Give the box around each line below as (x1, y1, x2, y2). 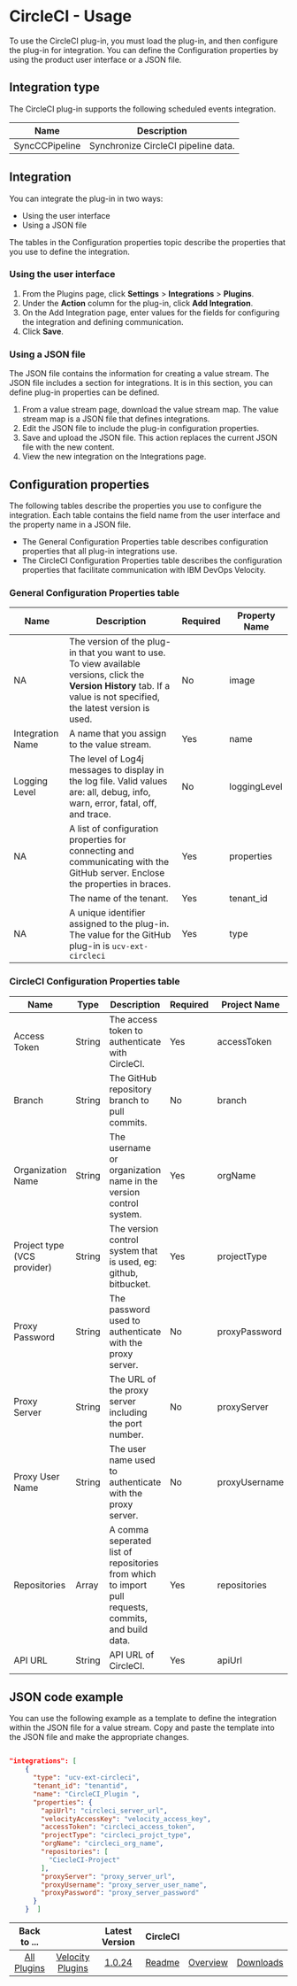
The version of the (69, 636, 146, 648)
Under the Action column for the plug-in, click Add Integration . (21, 298, 254, 308)
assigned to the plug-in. (69, 918, 170, 931)
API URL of (109, 1649, 155, 1661)
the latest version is (69, 702, 150, 715)
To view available (69, 658, 141, 670)
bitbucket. (109, 1278, 151, 1290)
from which (109, 1567, 156, 1580)
